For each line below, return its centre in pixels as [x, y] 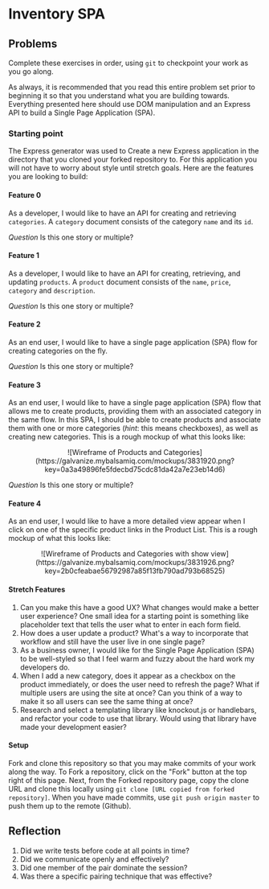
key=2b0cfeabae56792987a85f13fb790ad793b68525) [135, 571]
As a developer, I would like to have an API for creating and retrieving [122, 213]
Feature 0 [25, 195]
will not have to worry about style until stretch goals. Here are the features [131, 168]
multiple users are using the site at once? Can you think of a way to [131, 693]
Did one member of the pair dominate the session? [104, 867]
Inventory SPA [57, 14]
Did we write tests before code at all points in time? [105, 850]
